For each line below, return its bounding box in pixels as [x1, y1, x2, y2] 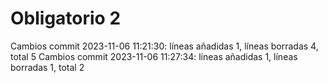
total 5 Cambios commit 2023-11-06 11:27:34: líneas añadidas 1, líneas [10, 50, 298, 62]
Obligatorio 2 [10, 7, 122, 30]
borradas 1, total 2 [10, 61, 85, 73]
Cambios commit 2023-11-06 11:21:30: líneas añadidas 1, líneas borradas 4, [10, 40, 319, 52]
